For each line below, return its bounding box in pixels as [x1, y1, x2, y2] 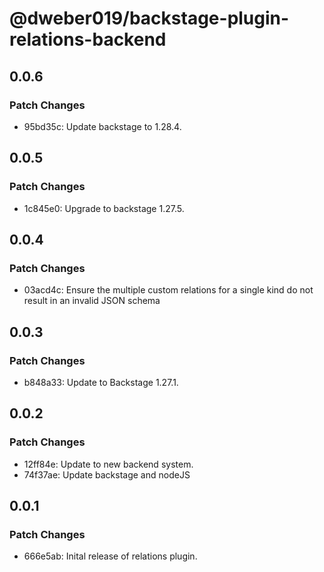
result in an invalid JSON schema [23, 295, 161, 307]
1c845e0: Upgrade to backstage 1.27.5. [23, 202, 185, 214]
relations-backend [9, 28, 167, 51]
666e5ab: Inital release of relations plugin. [23, 550, 198, 562]
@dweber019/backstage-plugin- [9, 7, 290, 30]
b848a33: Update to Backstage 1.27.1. [23, 376, 179, 388]
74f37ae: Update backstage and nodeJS [23, 468, 191, 481]
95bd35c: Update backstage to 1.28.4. [23, 120, 182, 132]
